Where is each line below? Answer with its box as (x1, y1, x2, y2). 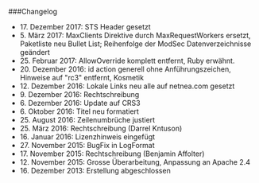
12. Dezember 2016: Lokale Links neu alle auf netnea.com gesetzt (19, 81, 235, 91)
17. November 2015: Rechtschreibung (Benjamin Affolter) (19, 149, 205, 158)
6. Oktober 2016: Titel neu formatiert (19, 107, 139, 116)
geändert (19, 48, 50, 56)
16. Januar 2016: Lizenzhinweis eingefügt (19, 132, 156, 142)
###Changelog (8, 7, 58, 16)
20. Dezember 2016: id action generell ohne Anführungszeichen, (19, 64, 232, 74)
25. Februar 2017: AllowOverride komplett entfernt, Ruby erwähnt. (19, 56, 235, 65)
